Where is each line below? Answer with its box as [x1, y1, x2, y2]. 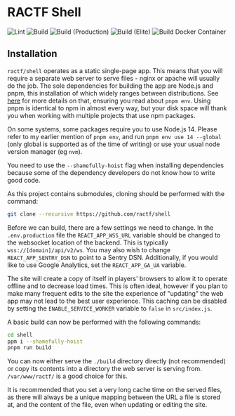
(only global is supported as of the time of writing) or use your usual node [7, 140, 220, 148]
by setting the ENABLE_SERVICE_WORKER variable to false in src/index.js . [7, 304, 213, 313]
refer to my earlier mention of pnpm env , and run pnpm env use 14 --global [7, 132, 222, 141]
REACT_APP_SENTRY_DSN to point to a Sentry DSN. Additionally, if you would [7, 253, 218, 261]
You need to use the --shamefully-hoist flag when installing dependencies [7, 161, 224, 169]
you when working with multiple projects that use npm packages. [7, 111, 196, 119]
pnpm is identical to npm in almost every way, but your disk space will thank [7, 103, 227, 112]
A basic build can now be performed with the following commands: [7, 318, 201, 326]
